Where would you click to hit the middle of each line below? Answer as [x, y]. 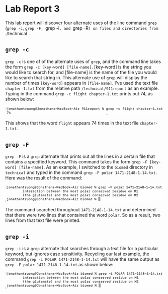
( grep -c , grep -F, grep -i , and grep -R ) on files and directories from [82, 28]
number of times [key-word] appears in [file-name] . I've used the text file [82, 83]
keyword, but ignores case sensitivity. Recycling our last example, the [77, 254]
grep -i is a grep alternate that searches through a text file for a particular [82, 249]
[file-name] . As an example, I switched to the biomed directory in [86, 167]
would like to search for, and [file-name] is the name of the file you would [81, 72]
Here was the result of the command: [44, 178]
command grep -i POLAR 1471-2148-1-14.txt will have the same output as [82, 259]
